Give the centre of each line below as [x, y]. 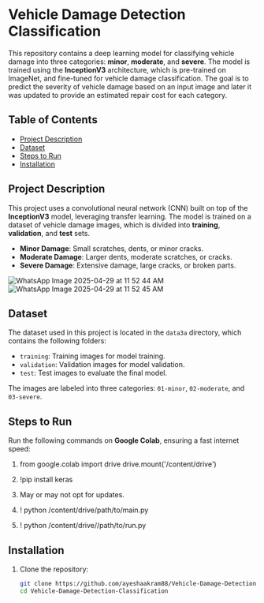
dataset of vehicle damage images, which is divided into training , [114, 225]
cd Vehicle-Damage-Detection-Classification [94, 591]
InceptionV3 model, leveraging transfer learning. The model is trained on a [130, 216]
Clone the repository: [54, 569]
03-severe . [25, 397]
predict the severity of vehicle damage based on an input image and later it [130, 86]
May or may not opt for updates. [72, 495]
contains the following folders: [57, 341]
